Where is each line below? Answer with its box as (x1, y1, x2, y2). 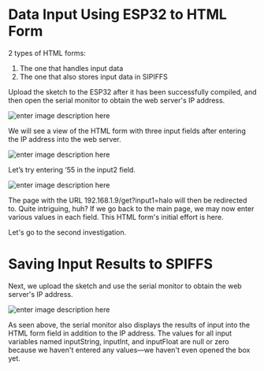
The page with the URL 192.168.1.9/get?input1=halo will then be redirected (8, 195, 247, 205)
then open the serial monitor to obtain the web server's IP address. (8, 95, 225, 105)
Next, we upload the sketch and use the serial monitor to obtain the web (8, 281, 242, 291)
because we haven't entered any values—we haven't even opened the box (8, 345, 251, 354)
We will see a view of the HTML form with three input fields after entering (8, 126, 246, 135)
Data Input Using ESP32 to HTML (8, 6, 227, 24)
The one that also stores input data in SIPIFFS (19, 72, 168, 81)
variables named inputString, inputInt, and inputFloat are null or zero (8, 336, 230, 346)
